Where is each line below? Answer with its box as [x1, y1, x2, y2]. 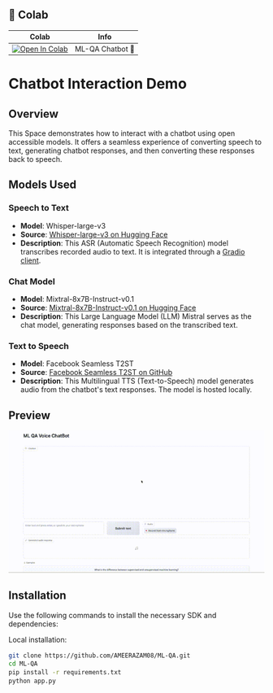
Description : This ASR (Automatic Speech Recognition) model [19, 238, 229, 248]
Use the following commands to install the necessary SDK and [8, 610, 217, 620]
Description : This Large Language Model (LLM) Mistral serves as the [19, 312, 252, 321]
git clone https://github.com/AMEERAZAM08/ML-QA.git [8, 652, 191, 660]
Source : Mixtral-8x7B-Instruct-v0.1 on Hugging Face [19, 303, 197, 313]
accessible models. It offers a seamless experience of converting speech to [8, 137, 262, 147]
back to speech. [8, 155, 63, 164]
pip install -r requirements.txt [8, 669, 122, 677]
